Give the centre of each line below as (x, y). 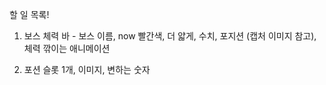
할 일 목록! (29, 14)
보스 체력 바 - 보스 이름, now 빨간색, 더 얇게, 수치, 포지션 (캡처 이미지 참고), (170, 36)
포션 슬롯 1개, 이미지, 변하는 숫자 (87, 69)
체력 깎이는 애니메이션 (67, 48)
